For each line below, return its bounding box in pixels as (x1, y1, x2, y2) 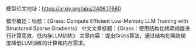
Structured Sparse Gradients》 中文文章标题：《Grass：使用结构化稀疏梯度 (6, 25, 185, 32)
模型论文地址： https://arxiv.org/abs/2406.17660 (6, 5, 121, 12)
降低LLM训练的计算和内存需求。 (11, 40, 89, 46)
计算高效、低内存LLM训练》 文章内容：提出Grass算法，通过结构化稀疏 (11, 32, 181, 39)
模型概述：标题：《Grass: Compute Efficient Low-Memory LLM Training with (6, 18, 188, 25)
